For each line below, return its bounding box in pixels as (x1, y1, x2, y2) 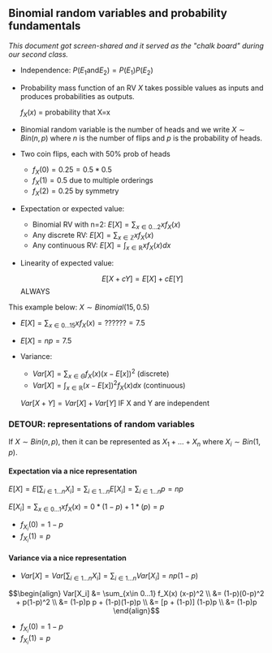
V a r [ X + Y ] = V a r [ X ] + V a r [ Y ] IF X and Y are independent (19, 398, 209, 408)
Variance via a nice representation (8, 552, 127, 563)
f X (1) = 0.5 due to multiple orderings (32, 175, 153, 187)
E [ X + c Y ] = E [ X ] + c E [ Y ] (101, 274, 183, 283)
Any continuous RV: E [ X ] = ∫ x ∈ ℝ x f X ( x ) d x (32, 240, 171, 253)
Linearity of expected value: (19, 258, 114, 268)
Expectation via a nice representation (8, 466, 138, 476)
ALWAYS (19, 287, 50, 296)
